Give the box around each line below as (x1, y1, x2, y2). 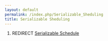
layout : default (4, 7, 38, 12)
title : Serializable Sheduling (4, 16, 70, 21)
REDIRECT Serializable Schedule (11, 30, 79, 36)
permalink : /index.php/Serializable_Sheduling (4, 12, 103, 17)
